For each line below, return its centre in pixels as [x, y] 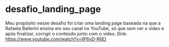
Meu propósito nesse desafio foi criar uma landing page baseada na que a [83, 23]
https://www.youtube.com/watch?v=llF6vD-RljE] [56, 39]
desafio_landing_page [53, 9]
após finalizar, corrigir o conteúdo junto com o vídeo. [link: [66, 33]
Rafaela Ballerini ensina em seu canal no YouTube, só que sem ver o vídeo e [85, 28]
